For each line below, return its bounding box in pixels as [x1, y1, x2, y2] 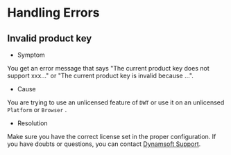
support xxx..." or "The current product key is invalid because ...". [7, 71, 194, 80]
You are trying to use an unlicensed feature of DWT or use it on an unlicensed [7, 98, 225, 107]
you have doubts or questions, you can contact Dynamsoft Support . [7, 140, 201, 148]
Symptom [17, 51, 45, 59]
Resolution [17, 119, 48, 127]
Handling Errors [7, 5, 100, 21]
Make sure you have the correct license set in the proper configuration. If [7, 133, 216, 140]
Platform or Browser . [7, 106, 67, 113]
